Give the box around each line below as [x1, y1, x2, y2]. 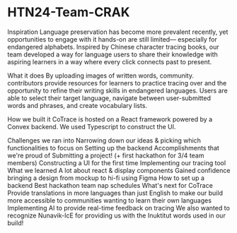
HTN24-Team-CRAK [7, 4, 130, 20]
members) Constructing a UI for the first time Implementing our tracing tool [7, 158, 226, 167]
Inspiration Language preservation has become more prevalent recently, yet [7, 28, 229, 36]
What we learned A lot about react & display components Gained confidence [7, 166, 231, 174]
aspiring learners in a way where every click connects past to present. [7, 57, 212, 66]
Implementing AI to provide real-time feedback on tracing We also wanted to [7, 203, 230, 212]
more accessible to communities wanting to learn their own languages [7, 196, 212, 205]
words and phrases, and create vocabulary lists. [7, 101, 147, 109]
